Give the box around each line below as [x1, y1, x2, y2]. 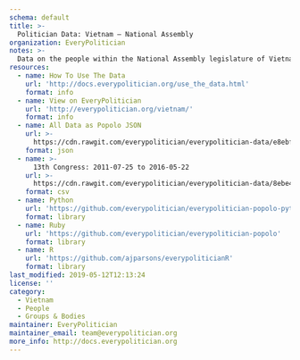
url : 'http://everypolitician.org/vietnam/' [25, 105, 194, 113]
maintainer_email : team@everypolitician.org [9, 329, 178, 338]
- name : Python [17, 196, 74, 205]
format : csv [25, 188, 70, 197]
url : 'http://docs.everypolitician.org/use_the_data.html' [25, 80, 250, 88]
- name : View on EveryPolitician [17, 96, 142, 105]
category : [9, 287, 46, 296]
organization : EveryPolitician [9, 38, 126, 47]
